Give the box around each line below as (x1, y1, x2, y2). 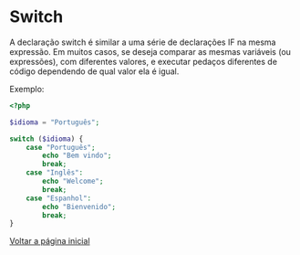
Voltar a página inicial (9, 236, 90, 247)
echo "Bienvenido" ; (42, 202, 117, 211)
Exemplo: (9, 83, 45, 94)
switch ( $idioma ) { (9, 134, 84, 143)
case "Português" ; (26, 143, 96, 152)
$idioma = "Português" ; (9, 117, 100, 127)
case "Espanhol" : (26, 194, 92, 203)
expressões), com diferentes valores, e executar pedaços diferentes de (9, 56, 278, 67)
